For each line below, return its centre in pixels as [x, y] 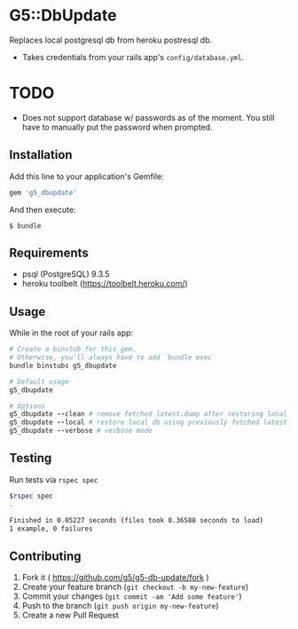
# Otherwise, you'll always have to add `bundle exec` [113, 358]
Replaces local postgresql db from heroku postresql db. [111, 40]
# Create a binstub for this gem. [73, 350]
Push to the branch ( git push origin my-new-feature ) [120, 606]
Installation [41, 155]
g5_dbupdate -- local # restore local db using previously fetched [134, 422]
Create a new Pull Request [71, 615]
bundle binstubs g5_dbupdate [63, 366]
